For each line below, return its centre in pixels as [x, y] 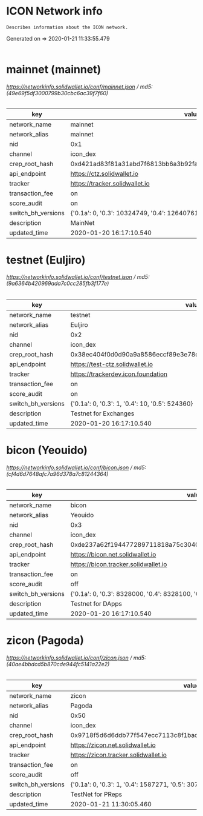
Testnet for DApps [96, 604]
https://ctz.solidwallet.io [105, 174]
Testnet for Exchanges [102, 413]
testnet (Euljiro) [46, 260]
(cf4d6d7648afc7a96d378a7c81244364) [57, 473]
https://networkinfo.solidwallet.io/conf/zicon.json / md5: [76, 657]
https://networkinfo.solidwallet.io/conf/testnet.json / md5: [78, 277]
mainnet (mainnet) [54, 69]
